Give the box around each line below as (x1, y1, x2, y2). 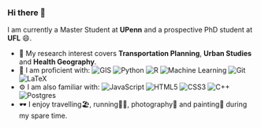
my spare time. (18, 111, 68, 121)
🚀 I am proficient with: (18, 66, 91, 75)
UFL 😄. (7, 33, 32, 43)
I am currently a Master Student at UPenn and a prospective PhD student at (7, 25, 253, 35)
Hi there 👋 (7, 7, 47, 18)
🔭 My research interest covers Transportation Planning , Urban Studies (18, 49, 252, 58)
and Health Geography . (18, 57, 97, 66)
